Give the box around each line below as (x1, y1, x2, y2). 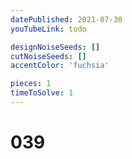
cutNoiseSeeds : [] (10, 51, 87, 61)
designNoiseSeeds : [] (10, 42, 101, 52)
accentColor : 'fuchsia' (10, 61, 110, 71)
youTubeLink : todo (10, 24, 87, 34)
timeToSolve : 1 (10, 88, 74, 98)
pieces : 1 (10, 79, 52, 89)
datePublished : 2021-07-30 (10, 14, 123, 25)
